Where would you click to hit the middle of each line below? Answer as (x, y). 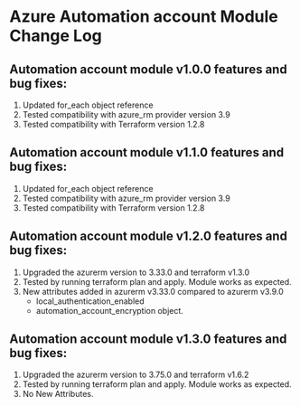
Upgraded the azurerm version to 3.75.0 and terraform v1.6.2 (136, 375)
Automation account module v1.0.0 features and (148, 69)
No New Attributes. (58, 394)
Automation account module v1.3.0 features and (148, 340)
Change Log (56, 36)
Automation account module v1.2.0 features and (148, 236)
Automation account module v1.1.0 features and (147, 152)
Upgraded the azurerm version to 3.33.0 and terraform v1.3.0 (136, 272)
